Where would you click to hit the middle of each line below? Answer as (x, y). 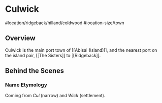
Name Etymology (26, 85)
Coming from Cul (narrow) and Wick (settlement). (55, 96)
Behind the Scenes (34, 71)
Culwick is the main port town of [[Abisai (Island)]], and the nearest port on (81, 50)
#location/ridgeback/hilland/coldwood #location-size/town (65, 23)
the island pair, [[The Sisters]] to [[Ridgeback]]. (53, 55)
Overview (20, 38)
